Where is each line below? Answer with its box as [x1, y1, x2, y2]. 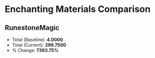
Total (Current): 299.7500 [12, 42, 66, 48]
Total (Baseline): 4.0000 [12, 36, 63, 42]
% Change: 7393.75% [12, 47, 59, 53]
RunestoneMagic [5, 23, 60, 32]
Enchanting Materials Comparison [5, 3, 150, 15]
